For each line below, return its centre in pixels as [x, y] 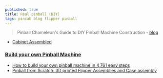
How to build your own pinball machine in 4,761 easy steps [71, 65]
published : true [21, 10]
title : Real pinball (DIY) [32, 14]
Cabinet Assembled [32, 42]
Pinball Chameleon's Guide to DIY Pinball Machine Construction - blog [88, 33]
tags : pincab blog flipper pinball [41, 19]
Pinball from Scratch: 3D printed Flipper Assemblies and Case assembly [84, 70]
